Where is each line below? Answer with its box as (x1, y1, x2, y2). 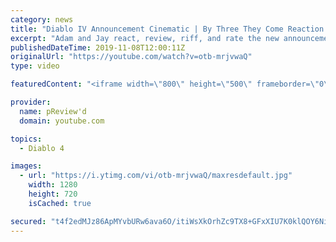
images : (10, 161, 43, 171)
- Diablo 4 (19, 143, 65, 153)
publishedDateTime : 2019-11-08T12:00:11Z (10, 42, 186, 53)
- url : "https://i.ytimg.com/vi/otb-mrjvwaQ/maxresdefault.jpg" (19, 171, 293, 181)
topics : (10, 134, 43, 144)
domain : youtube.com (19, 116, 105, 126)
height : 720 (28, 189, 78, 199)
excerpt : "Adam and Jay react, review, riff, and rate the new (10, 33, 280, 43)
